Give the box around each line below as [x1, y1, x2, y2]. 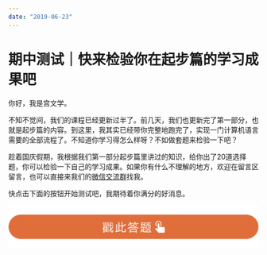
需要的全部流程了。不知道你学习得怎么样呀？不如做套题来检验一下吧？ [8, 135, 238, 145]
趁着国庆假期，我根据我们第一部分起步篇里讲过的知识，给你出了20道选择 [8, 152, 247, 161]
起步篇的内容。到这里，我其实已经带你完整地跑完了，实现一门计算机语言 [21, 125, 259, 134]
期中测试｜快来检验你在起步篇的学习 [8, 50, 246, 68]
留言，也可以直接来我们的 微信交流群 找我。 [8, 172, 148, 181]
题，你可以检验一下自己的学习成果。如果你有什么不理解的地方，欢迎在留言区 [8, 161, 259, 171]
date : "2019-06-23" [8, 13, 73, 21]
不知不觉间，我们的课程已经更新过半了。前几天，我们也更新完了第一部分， [8, 115, 252, 125]
